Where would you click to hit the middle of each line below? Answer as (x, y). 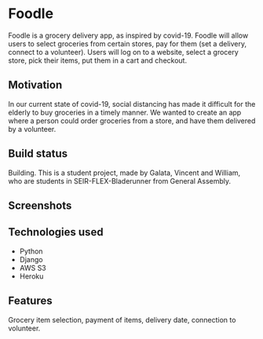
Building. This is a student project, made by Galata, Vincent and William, (124, 173)
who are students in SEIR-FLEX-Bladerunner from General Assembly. (120, 180)
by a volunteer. (32, 129)
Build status (38, 154)
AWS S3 (33, 268)
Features (30, 301)
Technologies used (56, 232)
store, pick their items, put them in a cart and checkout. (97, 60)
